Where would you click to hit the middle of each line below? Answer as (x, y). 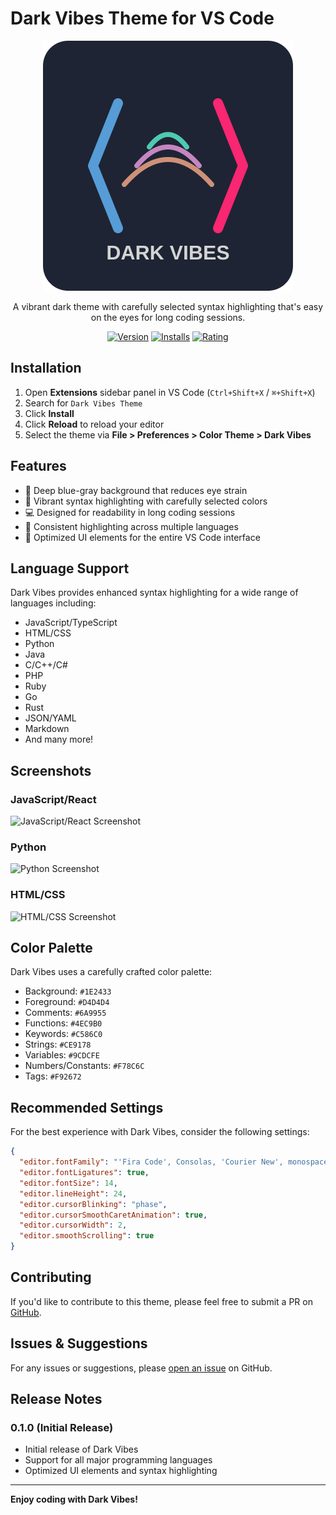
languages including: (53, 603)
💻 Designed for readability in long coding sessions (130, 512)
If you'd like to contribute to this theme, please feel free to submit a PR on (161, 1301)
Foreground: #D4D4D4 (67, 1002)
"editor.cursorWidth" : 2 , (73, 1225)
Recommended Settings (87, 1107)
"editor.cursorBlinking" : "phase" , (93, 1204)
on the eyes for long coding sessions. (168, 317)
